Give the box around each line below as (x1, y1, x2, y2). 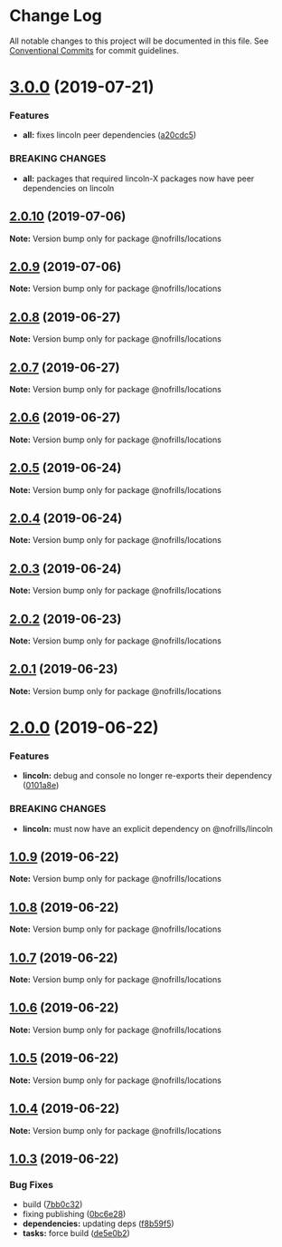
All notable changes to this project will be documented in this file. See (9, 35, 269, 46)
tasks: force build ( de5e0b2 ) (22, 1228, 131, 1239)
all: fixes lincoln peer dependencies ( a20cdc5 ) (22, 130, 197, 140)
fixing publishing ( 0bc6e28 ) (22, 1209, 127, 1220)
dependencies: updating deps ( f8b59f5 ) (22, 1218, 174, 1229)
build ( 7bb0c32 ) (22, 1199, 83, 1210)
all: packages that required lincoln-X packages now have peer (22, 173, 255, 184)
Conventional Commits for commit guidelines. (9, 44, 179, 55)
